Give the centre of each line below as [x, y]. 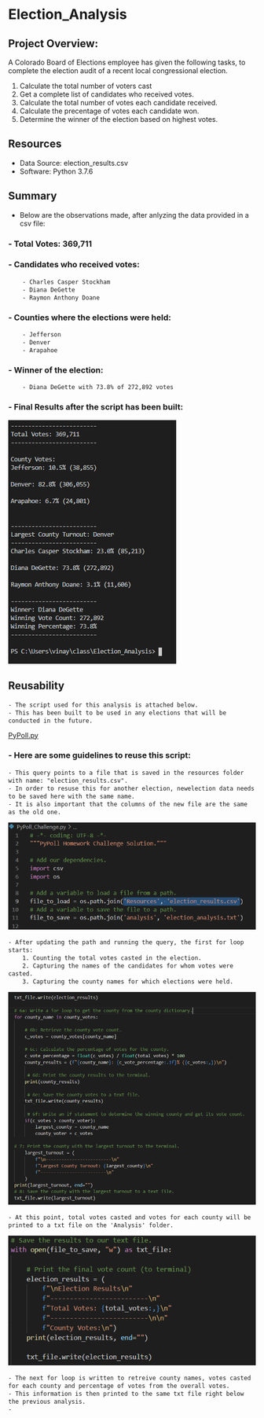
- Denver [37, 343]
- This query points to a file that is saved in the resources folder [126, 773]
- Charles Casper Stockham [66, 282]
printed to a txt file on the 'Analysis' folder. [91, 1225]
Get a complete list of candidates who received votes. [106, 94]
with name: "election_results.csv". [68, 781]
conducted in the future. [50, 721]
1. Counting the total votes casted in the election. [112, 958]
